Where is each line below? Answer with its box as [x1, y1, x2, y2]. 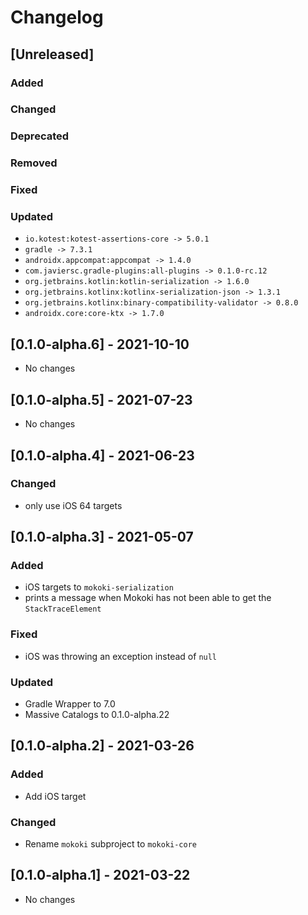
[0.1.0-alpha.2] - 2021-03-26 [10, 737, 195, 755]
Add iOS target [24, 790, 87, 802]
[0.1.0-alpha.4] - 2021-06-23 [10, 447, 195, 464]
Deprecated [10, 129, 70, 143]
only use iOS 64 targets [24, 499, 123, 511]
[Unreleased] [10, 46, 95, 63]
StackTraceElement [24, 604, 102, 615]
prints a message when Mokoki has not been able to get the [24, 592, 272, 604]
